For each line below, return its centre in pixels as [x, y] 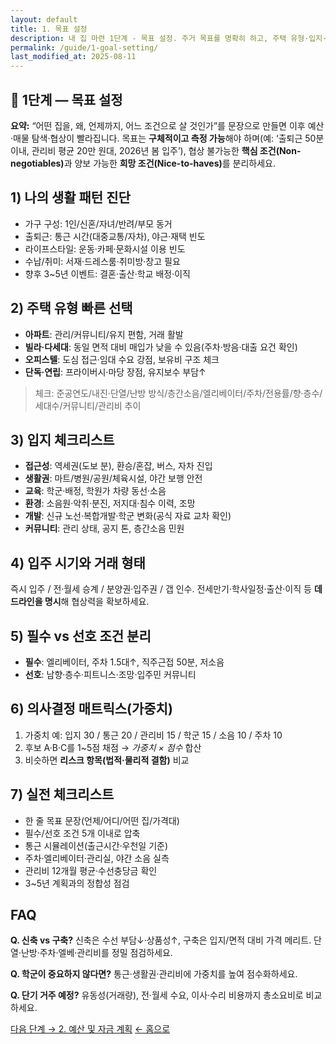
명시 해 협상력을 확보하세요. [97, 602]
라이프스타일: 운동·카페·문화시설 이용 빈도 [105, 248]
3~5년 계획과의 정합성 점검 [77, 883]
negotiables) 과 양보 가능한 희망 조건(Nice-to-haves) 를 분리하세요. [143, 163]
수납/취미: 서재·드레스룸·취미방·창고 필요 [102, 261]
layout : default [44, 19]
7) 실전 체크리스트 [62, 794]
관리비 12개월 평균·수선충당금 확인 [91, 870]
